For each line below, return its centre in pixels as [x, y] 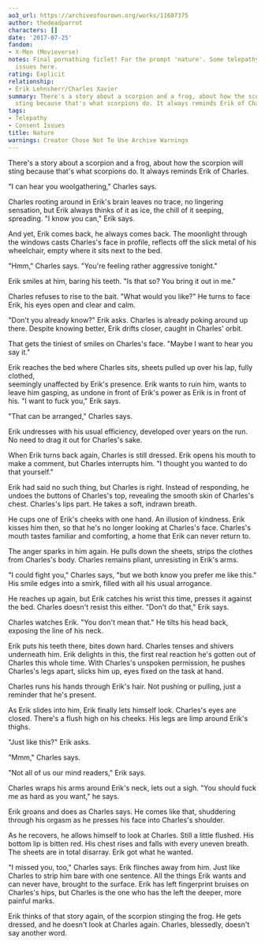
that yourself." [31, 472]
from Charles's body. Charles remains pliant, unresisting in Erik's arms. [123, 559]
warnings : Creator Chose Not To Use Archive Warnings [99, 140]
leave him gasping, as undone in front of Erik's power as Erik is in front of [127, 392]
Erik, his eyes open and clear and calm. [72, 304]
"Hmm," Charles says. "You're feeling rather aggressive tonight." [113, 266]
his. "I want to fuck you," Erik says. [64, 401]
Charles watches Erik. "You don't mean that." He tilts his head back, [118, 622]
